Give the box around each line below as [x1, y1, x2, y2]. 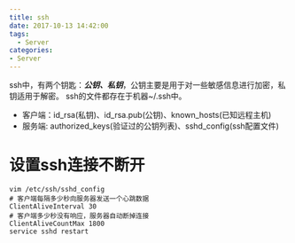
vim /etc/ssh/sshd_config [9, 184, 105, 193]
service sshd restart [9, 227, 89, 236]
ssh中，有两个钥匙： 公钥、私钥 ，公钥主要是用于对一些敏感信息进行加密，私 [9, 80, 286, 90]
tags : [9, 29, 29, 38]
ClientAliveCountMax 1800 [9, 219, 105, 228]
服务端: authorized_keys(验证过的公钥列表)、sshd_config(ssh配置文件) [21, 121, 279, 131]
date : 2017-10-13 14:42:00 [9, 21, 109, 30]
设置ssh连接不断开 [9, 155, 145, 176]
